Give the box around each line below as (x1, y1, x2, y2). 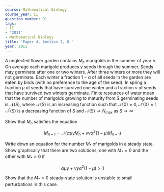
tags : (5, 21, 16, 26)
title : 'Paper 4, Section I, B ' (5, 39, 74, 44)
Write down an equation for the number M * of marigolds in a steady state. (5, 141, 154, 148)
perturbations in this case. (5, 181, 58, 187)
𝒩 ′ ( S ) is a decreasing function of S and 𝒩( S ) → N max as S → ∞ (5, 107, 134, 115)
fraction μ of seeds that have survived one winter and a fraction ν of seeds (5, 85, 157, 91)
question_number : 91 (5, 16, 48, 21)
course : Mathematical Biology (5, 7, 67, 12)
